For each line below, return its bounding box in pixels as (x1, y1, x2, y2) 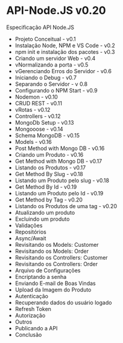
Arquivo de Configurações (14, 267, 81, 274)
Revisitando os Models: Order (14, 247, 89, 255)
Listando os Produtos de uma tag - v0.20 (14, 202, 118, 209)
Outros (14, 318, 33, 325)
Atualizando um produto (14, 209, 75, 216)
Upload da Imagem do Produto (14, 286, 92, 293)
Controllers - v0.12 (14, 113, 61, 120)
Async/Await (14, 234, 46, 242)
